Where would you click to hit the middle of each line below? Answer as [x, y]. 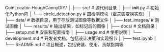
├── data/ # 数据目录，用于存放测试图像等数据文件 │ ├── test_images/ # [79, 20]
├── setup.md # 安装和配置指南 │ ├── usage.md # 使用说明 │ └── [73, 32]
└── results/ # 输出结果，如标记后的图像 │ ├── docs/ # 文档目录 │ [91, 26]
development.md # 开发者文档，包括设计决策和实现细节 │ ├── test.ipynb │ [81, 38]
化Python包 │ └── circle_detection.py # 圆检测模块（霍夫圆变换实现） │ [78, 14]
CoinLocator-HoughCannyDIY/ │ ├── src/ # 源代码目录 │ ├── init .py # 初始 [82, 8]
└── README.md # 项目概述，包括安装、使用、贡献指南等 [64, 44]
